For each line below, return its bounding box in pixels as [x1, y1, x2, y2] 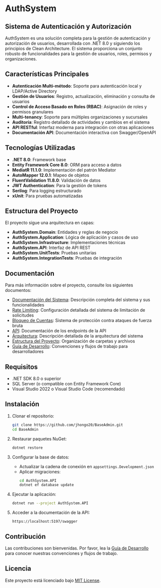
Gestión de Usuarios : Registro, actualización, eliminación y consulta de [12, 93, 155, 99]
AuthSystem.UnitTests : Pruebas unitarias [12, 250, 97, 256]
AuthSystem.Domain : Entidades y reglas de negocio [12, 229, 118, 235]
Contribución [5, 532, 46, 541]
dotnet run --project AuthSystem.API [12, 501, 89, 506]
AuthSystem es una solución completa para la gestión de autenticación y [5, 35, 151, 41]
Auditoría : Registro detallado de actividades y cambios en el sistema [12, 119, 150, 125]
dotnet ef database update [19, 483, 74, 488]
